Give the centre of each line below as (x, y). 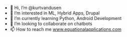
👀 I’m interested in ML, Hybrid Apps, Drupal (55, 13)
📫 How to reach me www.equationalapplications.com (66, 29)
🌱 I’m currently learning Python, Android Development (66, 18)
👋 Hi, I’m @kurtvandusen (36, 8)
